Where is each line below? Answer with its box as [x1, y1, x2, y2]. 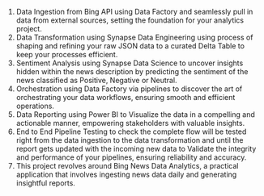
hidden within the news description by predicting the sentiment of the [15, 67, 249, 76]
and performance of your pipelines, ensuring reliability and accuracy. [15, 152, 247, 162]
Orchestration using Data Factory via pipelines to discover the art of [15, 84, 243, 94]
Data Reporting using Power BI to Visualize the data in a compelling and [15, 110, 255, 119]
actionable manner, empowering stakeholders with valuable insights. [15, 119, 245, 127]
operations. [15, 101, 55, 111]
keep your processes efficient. [15, 50, 118, 59]
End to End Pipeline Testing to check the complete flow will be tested [15, 127, 247, 136]
